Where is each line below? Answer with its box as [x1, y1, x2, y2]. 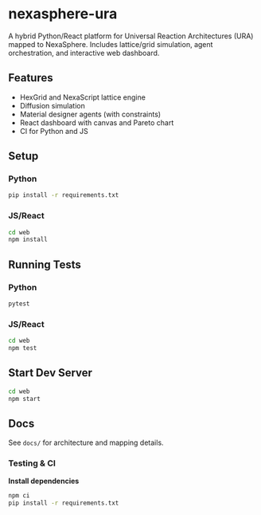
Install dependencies [8, 476, 80, 486]
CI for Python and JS [19, 126, 89, 136]
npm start [8, 395, 41, 403]
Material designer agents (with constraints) [19, 109, 162, 119]
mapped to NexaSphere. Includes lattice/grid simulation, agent [8, 39, 213, 49]
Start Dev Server [8, 366, 93, 379]
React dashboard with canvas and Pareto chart [19, 117, 174, 128]
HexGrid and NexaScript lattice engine [19, 92, 146, 102]
